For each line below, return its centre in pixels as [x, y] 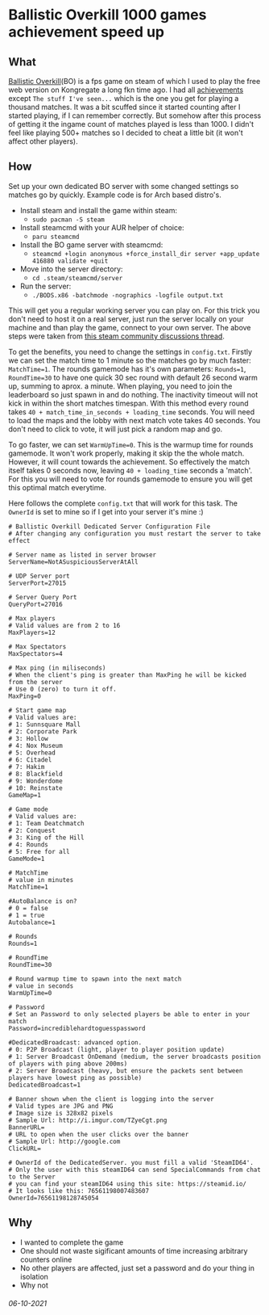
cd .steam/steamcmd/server [77, 278]
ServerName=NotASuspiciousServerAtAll [73, 562]
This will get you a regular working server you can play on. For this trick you [134, 310]
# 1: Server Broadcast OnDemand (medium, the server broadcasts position [135, 1057]
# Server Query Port [43, 597]
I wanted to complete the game [72, 1242]
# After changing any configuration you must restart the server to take [135, 534]
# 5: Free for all [39, 851]
